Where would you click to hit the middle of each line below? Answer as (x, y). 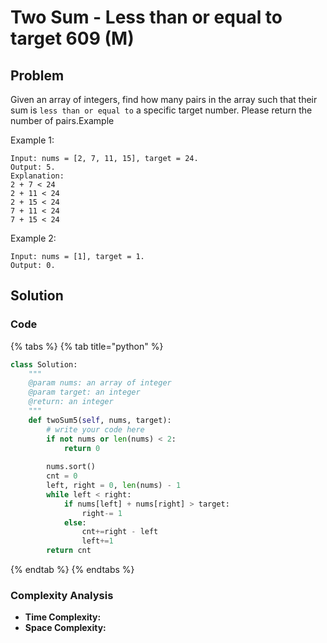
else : (75, 522)
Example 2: (33, 238)
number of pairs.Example (62, 120)
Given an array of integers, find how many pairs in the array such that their (164, 99)
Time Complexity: (63, 617)
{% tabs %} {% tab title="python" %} (87, 346)
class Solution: (44, 364)
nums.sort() (71, 467)
